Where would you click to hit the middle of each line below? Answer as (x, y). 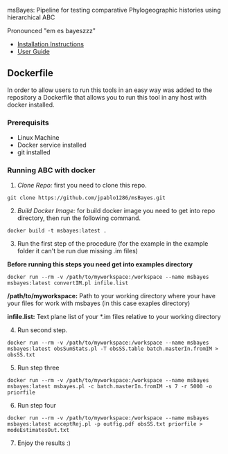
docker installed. (31, 105)
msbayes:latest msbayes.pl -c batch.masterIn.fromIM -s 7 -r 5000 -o (110, 387)
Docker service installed (52, 145)
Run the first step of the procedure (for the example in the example (113, 244)
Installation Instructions (51, 44)
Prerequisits (28, 122)
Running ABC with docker (51, 170)
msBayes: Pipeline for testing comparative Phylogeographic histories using (114, 10)
